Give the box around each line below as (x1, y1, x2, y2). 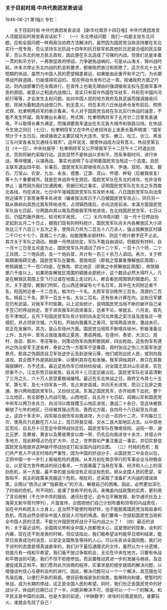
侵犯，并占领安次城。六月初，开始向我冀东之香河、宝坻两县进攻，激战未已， (5, 319, 162, 325)
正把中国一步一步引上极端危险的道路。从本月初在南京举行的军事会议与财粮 (5, 456, 158, 462)
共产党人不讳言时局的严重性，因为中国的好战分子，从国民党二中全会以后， (9, 450, 162, 456)
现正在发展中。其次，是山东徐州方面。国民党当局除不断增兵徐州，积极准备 (5, 326, 158, 332)
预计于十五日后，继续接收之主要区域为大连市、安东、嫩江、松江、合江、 (5, 133, 153, 139)
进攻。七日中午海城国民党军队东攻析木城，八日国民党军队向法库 (31, 189, 162, 195)
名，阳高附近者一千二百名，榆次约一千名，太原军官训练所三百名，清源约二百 (5, 289, 162, 295)
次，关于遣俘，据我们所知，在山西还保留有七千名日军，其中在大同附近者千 (5, 282, 158, 288)
